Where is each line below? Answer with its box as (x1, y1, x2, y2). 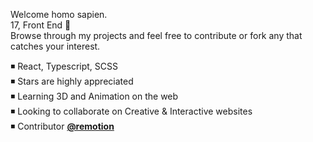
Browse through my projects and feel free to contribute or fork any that (10, 30, 303, 41)
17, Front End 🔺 (10, 19, 72, 31)
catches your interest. (10, 40, 101, 52)
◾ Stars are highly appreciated (10, 75, 134, 87)
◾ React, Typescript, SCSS (10, 60, 118, 72)
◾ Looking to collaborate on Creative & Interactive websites (10, 105, 253, 117)
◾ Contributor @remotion (10, 120, 115, 132)
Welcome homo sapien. (10, 9, 108, 20)
